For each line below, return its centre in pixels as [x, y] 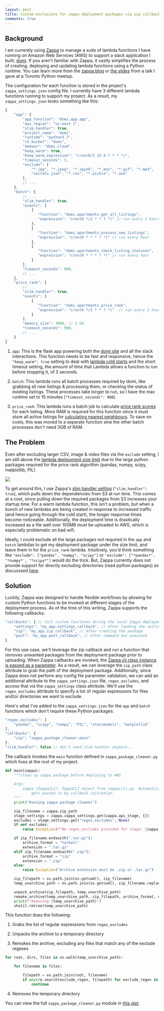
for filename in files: [38, 967]
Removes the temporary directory [46, 993]
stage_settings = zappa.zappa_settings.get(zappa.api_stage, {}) [82, 816]
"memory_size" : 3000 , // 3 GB [53, 324]
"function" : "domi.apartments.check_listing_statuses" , [96, 251]
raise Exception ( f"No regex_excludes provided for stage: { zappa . [92, 829]
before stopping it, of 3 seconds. [45, 372]
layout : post [18, 10]
